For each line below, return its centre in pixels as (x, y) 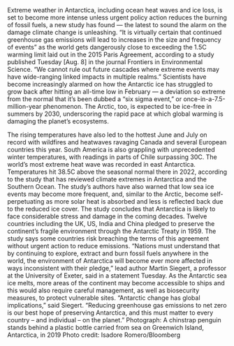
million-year (24, 106)
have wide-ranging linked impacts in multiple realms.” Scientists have (107, 77)
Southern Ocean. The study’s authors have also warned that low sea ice (111, 187)
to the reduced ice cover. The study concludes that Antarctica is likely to (111, 209)
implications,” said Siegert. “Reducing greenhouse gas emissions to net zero (117, 305)
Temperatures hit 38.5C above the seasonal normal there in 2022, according (117, 172)
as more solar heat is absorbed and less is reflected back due (134, 201)
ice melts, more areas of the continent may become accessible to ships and (116, 283)
